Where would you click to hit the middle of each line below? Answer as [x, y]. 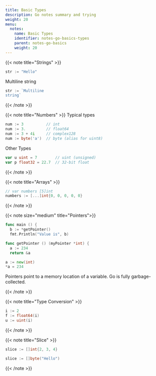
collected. [16, 282]
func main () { [21, 225]
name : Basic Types [34, 34]
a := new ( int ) [20, 262]
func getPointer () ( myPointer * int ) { [47, 243]
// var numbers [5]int [29, 191]
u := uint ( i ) [19, 321]
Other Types [18, 148]
